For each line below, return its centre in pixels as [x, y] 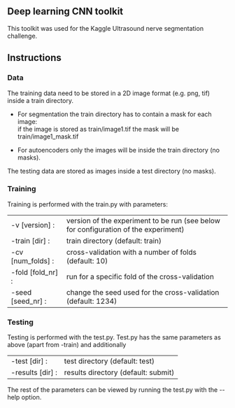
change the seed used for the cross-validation [143, 292]
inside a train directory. [40, 100]
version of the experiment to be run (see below [143, 220]
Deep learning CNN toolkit [65, 12]
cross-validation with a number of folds [131, 252]
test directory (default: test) [109, 361]
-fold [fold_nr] [34, 272]
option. [31, 398]
